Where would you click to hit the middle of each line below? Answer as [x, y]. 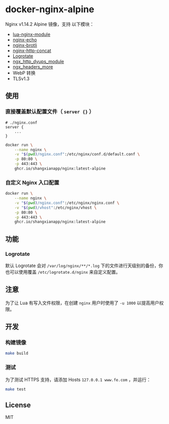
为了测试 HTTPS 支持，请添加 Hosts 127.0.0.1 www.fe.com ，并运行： [78, 379]
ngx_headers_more [33, 67]
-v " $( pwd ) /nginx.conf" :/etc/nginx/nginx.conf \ [67, 203]
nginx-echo [25, 40]
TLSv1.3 [21, 78]
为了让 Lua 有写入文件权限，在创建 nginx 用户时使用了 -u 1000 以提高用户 [82, 303]
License [18, 405]
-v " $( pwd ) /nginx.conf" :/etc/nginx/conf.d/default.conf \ [77, 154]
